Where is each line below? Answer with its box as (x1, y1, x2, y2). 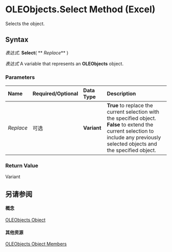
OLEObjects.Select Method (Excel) (5, 4, 156, 15)
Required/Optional (32, 90, 78, 97)
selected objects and (106, 140, 157, 148)
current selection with (106, 109, 160, 116)
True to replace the (106, 102, 153, 109)
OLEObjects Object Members (5, 241, 67, 247)
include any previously (106, 134, 161, 141)
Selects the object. (5, 20, 45, 27)
